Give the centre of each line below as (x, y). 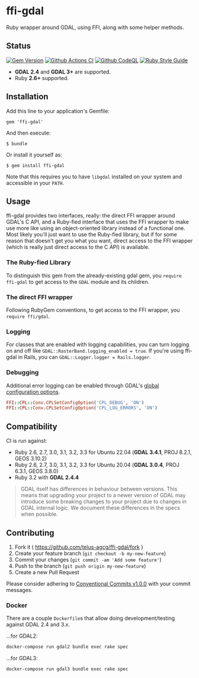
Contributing (30, 533)
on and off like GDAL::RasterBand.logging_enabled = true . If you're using (95, 351)
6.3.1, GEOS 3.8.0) (36, 471)
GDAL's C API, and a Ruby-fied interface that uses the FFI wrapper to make (98, 222)
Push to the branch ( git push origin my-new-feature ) (80, 566)
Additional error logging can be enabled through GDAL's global (83, 385)
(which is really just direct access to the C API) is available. (78, 247)
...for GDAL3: (22, 658)
